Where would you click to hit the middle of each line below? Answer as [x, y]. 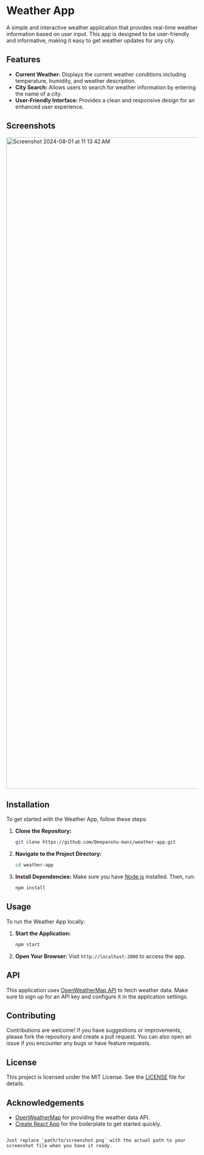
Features [23, 59]
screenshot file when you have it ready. [59, 1146]
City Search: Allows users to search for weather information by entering [105, 87]
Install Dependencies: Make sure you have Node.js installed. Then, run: [105, 877]
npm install [30, 888]
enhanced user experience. [49, 107]
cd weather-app [34, 865]
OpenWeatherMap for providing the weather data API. [82, 1117]
